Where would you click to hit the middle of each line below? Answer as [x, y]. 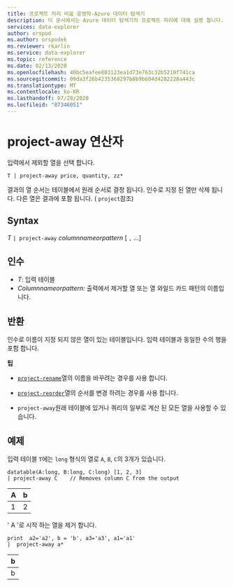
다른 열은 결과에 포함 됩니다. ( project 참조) [75, 198]
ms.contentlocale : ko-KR [43, 92]
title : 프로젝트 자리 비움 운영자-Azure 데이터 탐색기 [76, 14]
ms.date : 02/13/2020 [37, 66]
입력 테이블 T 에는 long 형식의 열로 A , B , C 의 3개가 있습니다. [87, 459]
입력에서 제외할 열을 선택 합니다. [51, 163]
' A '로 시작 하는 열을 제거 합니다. [52, 525]
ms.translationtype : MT [42, 85]
